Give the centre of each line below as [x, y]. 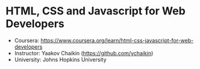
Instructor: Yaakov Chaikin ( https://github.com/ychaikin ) [84, 53]
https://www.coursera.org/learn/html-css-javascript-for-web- [117, 40]
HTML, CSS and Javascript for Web [96, 11]
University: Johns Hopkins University [60, 59]
